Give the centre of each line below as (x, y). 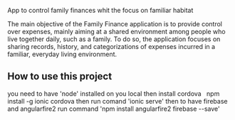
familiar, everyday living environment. (62, 54)
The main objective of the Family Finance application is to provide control (115, 24)
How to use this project (60, 76)
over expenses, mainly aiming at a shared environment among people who (116, 32)
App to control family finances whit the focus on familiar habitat (100, 10)
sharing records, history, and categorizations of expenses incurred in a (111, 47)
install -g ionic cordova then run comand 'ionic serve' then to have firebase (117, 101)
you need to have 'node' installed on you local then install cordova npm (114, 93)
